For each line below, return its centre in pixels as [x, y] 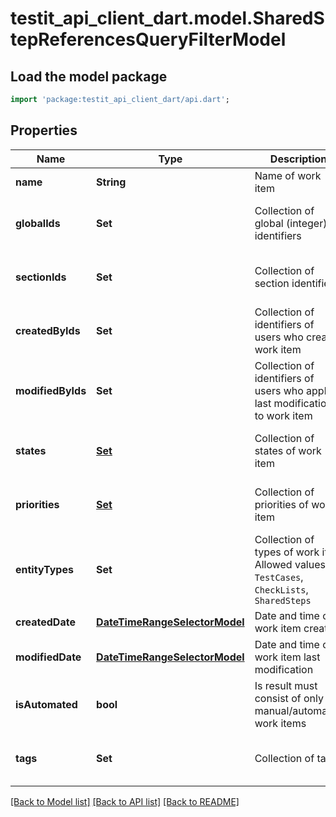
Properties [44, 130]
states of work [288, 450]
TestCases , [279, 577]
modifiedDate [48, 657]
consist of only [289, 698]
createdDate [45, 622]
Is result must [286, 685]
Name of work [288, 175]
